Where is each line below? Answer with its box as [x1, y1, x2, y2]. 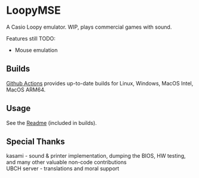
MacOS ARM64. [6, 86, 46, 93]
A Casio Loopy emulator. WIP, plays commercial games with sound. [6, 23, 172, 30]
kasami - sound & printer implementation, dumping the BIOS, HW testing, [6, 152, 186, 159]
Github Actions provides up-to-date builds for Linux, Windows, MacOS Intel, [6, 79, 194, 87]
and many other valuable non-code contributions [6, 159, 127, 166]
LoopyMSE [6, 4, 61, 17]
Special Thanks [6, 136, 65, 146]
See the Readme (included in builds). [6, 119, 97, 126]
